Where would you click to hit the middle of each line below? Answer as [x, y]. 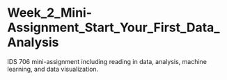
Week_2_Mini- [50, 13]
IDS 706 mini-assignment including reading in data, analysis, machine [107, 61]
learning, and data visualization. [53, 69]
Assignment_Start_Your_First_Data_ [114, 27]
